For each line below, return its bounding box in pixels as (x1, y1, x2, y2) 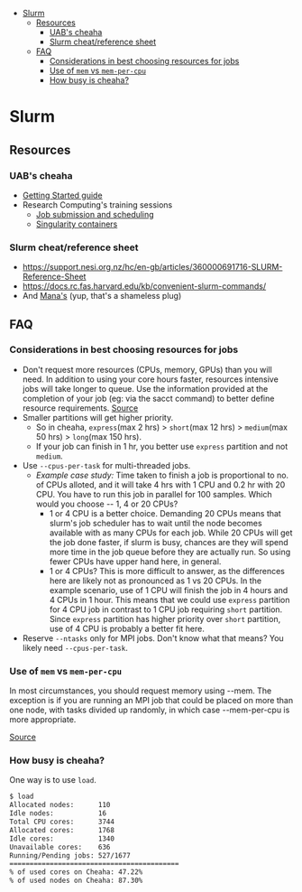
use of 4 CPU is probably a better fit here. (49, 623, 205, 634)
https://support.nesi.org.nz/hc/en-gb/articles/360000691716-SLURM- (22, 262, 283, 273)
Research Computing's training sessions (22, 199, 173, 210)
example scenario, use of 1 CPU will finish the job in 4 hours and (49, 584, 288, 595)
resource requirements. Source (22, 402, 139, 413)
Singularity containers (35, 218, 118, 229)
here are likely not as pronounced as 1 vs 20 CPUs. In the (49, 575, 262, 586)
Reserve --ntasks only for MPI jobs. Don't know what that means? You (22, 632, 284, 644)
